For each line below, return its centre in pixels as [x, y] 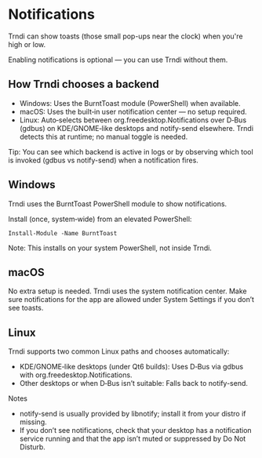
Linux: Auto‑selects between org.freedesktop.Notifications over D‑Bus [133, 120]
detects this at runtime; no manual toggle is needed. [104, 136]
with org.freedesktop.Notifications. [76, 375]
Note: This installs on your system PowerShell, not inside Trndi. [110, 248]
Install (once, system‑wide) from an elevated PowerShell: [100, 219]
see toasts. [26, 308]
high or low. [27, 44]
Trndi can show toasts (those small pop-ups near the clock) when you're [126, 36]
